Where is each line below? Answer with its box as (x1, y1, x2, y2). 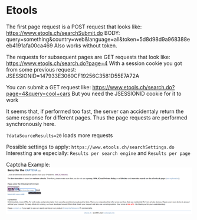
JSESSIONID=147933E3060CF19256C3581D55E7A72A (6, 72, 140, 79)
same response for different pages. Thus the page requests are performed (6, 114, 188, 121)
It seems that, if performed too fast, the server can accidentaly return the (6, 108, 184, 115)
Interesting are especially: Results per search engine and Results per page (6, 149, 191, 157)
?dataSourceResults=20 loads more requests (6, 131, 113, 139)
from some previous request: (6, 66, 77, 73)
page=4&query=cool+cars (6, 90, 71, 97)
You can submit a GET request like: (6, 83, 91, 90)
